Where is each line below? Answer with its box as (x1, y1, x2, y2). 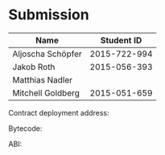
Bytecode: (8, 123, 43, 133)
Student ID (100, 35, 142, 46)
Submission (8, 6, 90, 24)
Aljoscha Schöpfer (12, 48, 82, 59)
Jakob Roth (12, 61, 56, 72)
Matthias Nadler (12, 74, 73, 85)
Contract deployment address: (8, 108, 110, 117)
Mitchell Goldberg (12, 87, 80, 98)
